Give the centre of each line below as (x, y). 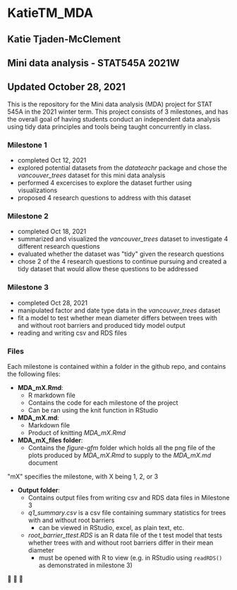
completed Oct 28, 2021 (53, 302)
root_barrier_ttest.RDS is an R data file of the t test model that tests (125, 535)
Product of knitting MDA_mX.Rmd (77, 432)
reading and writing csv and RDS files (72, 333)
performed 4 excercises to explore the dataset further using (105, 183)
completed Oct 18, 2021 (52, 232)
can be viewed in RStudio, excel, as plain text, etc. (111, 527)
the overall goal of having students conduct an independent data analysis (114, 119)
